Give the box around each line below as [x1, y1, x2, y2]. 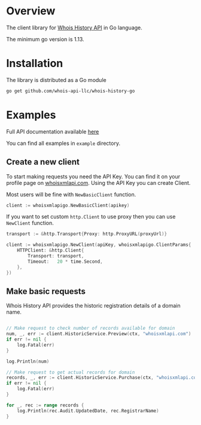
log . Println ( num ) [6, 358, 50, 365]
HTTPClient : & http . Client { [17, 247, 84, 254]
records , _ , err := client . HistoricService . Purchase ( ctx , [6, 375, 154, 381]
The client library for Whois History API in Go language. [6, 24, 142, 31]
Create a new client [6, 157, 80, 167]
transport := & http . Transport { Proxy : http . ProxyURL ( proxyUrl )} [6, 231, 167, 237]
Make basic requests [6, 286, 86, 296]
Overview [6, 4, 56, 18]
